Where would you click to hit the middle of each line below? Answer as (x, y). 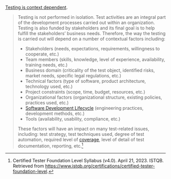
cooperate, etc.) (42, 54)
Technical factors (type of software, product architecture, (85, 81)
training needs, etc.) (46, 65)
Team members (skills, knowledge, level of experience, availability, (95, 59)
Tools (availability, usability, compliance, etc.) (73, 119)
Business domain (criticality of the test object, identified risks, (90, 70)
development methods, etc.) (55, 113)
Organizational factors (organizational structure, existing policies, (94, 97)
